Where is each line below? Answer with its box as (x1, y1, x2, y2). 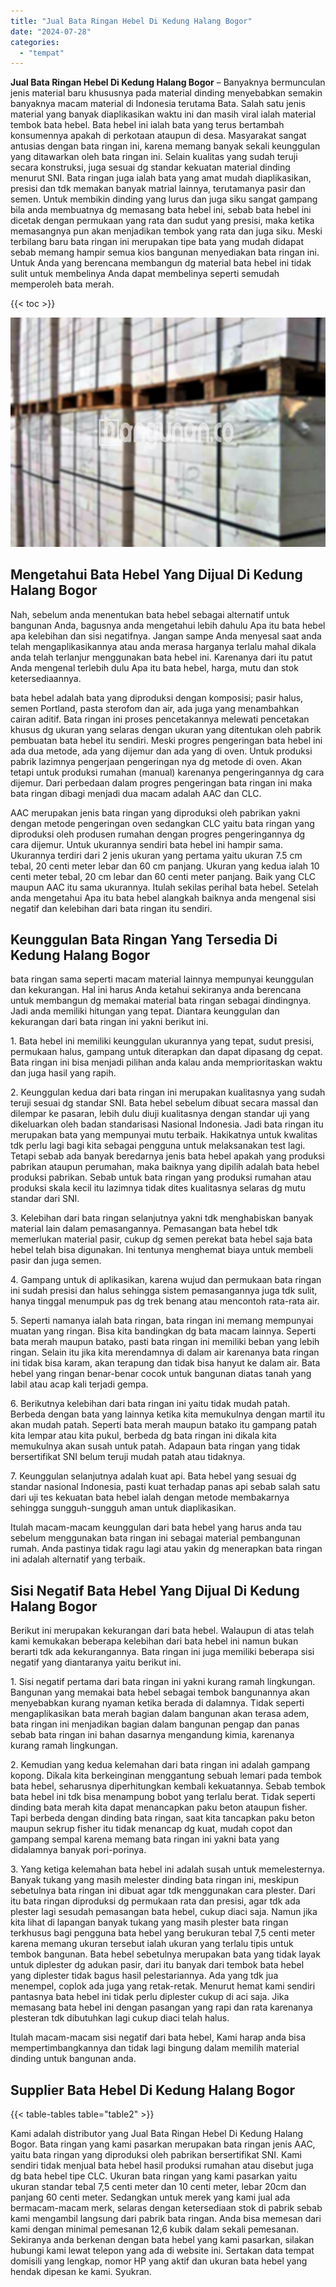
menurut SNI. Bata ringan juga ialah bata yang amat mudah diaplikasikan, (10, 172, 312, 184)
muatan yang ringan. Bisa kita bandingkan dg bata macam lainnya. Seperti (10, 1325, 317, 1337)
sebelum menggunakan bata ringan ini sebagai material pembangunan (10, 1532, 301, 1544)
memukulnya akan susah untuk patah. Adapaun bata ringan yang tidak (10, 1440, 301, 1452)
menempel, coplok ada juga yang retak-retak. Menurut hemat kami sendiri (10, 1980, 316, 1992)
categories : (10, 37, 60, 47)
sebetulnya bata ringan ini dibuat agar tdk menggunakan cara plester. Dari (10, 1885, 316, 1897)
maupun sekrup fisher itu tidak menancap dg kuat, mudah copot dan (10, 1823, 293, 1835)
